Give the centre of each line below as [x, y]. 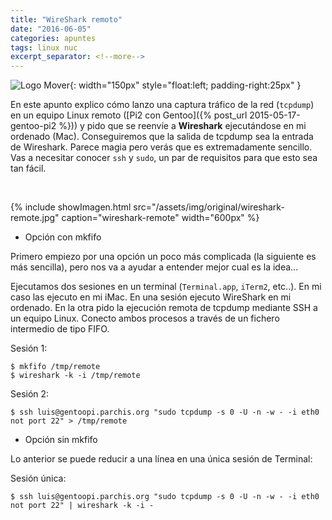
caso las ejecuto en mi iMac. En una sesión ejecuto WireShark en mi [151, 297]
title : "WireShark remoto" [66, 19]
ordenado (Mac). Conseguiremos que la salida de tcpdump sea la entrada [162, 137]
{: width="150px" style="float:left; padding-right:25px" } [185, 85]
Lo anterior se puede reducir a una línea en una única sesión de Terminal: [161, 459]
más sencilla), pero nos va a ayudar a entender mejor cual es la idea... [154, 267]
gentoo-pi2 [33, 126]
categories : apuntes [53, 38]
